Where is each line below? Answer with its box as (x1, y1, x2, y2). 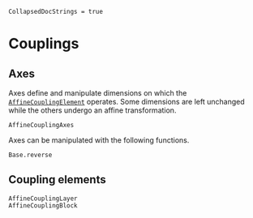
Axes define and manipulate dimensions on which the (8, 88, 187, 97)
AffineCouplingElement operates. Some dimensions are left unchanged (8, 97, 245, 106)
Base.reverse (8, 151, 53, 159)
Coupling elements (8, 173, 107, 186)
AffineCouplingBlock (8, 201, 79, 210)
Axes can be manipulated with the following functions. (8, 135, 190, 145)
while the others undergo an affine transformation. (8, 105, 177, 115)
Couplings (8, 35, 79, 53)
